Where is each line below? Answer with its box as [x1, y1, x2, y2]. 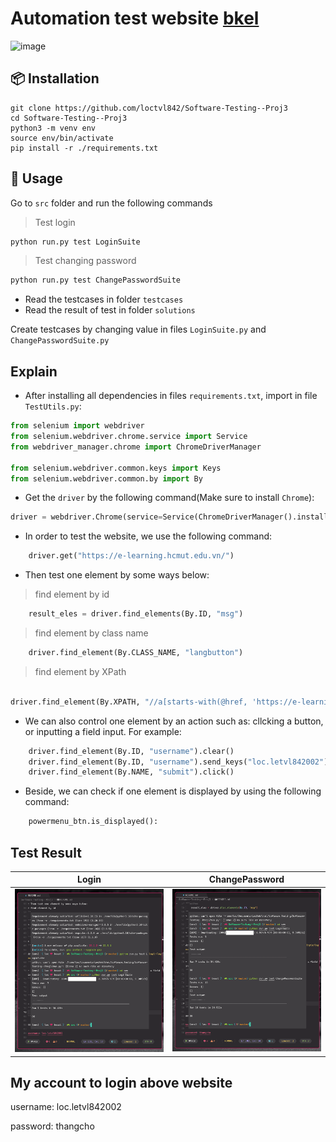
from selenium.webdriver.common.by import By [10, 473, 203, 484]
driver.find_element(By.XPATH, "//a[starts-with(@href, [10, 697, 248, 707]
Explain [10, 363, 58, 380]
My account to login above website [10, 1075, 233, 1092]
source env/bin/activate [10, 133, 114, 143]
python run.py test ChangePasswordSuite [10, 275, 182, 286]
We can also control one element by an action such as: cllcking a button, [24, 715, 324, 727]
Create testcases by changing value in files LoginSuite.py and [10, 323, 267, 336]
